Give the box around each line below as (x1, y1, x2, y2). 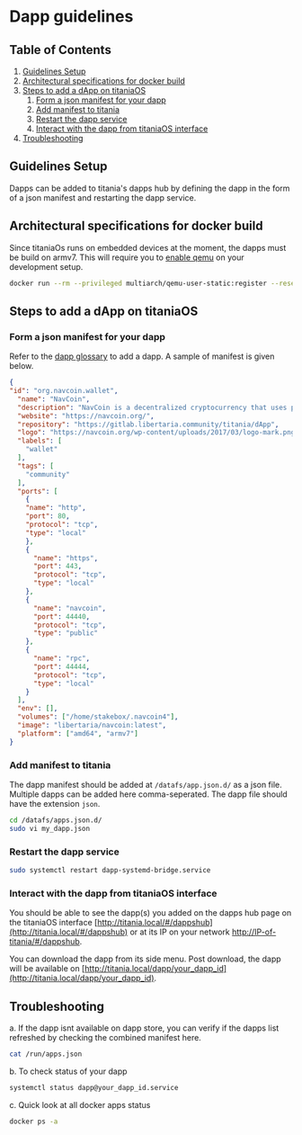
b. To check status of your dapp (9, 1066, 128, 1077)
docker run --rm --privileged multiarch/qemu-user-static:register (9, 279, 268, 288)
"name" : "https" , (32, 553, 99, 563)
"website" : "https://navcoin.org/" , (17, 411, 155, 420)
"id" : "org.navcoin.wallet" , (9, 387, 119, 396)
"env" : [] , (17, 704, 58, 713)
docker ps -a (9, 1117, 58, 1126)
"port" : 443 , (32, 562, 83, 571)
